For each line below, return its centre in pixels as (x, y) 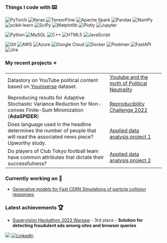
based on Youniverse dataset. (42, 86)
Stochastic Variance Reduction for (47, 104)
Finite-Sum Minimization (54, 110)
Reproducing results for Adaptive (46, 97)
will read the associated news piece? (50, 137)
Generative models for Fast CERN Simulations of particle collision (79, 189)
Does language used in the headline (49, 124)
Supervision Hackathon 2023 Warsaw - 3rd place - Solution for (78, 220)
